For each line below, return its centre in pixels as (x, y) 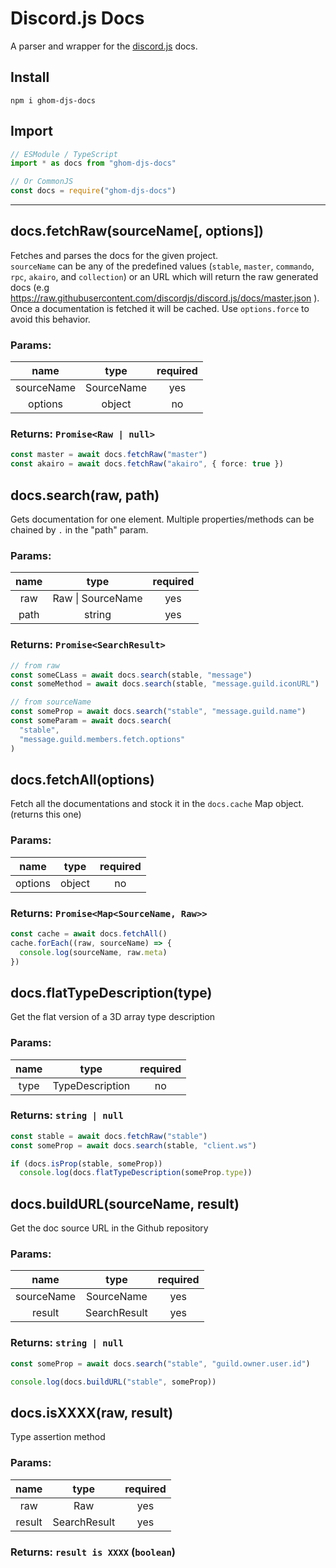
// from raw (35, 665)
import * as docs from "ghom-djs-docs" (93, 163)
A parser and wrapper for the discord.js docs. (104, 46)
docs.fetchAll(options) (82, 779)
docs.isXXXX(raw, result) (92, 1412)
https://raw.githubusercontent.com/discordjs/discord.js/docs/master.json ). (165, 298)
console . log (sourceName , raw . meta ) (93, 952)
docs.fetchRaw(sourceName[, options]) (137, 231)
